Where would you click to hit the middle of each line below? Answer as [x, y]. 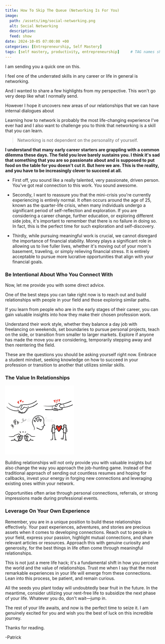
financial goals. [27, 262]
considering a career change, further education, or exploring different [83, 216]
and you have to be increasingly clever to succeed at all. [64, 170]
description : [23, 31]
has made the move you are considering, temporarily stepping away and [78, 339]
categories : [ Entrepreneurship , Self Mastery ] [54, 47]
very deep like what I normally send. [42, 96]
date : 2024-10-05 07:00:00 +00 [37, 42]
